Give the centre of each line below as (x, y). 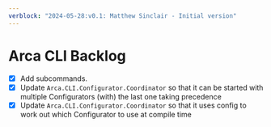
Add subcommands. (53, 78)
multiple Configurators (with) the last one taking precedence (121, 96)
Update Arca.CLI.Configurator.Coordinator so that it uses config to (133, 105)
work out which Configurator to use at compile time (106, 114)
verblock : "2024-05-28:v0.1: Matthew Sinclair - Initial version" (123, 16)
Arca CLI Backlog (68, 55)
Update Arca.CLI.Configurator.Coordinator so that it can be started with (142, 87)
